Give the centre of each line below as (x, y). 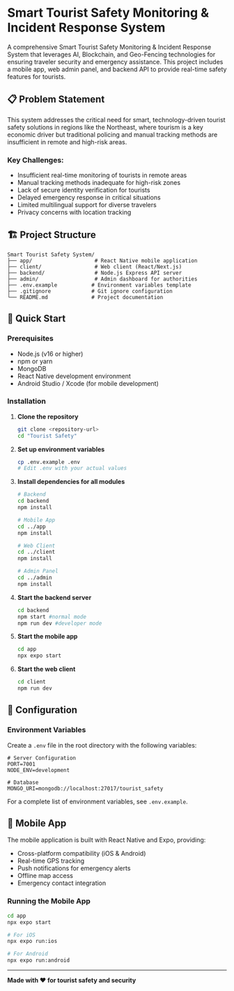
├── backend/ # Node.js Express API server (95, 273)
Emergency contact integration (62, 883)
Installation (27, 401)
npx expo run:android (39, 960)
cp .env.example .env (48, 462)
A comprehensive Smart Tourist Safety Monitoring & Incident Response (109, 47)
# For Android (28, 954)
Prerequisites (30, 338)
